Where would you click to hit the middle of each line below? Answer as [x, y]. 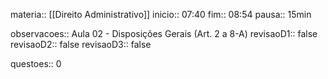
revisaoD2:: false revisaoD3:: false [81, 44]
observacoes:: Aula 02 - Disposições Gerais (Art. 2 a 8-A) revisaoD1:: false [164, 33]
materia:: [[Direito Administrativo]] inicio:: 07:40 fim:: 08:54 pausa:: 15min [161, 14]
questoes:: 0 [36, 63]
